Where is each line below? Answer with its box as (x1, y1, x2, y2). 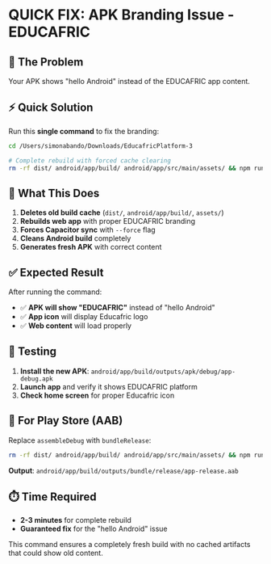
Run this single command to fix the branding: (8, 126, 160, 136)
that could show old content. (8, 548, 103, 558)
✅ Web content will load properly (19, 321, 131, 330)
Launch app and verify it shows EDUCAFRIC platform (19, 381, 198, 391)
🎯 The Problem (8, 55, 84, 69)
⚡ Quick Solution (8, 101, 94, 115)
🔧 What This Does (8, 186, 100, 200)
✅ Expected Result (8, 265, 104, 280)
